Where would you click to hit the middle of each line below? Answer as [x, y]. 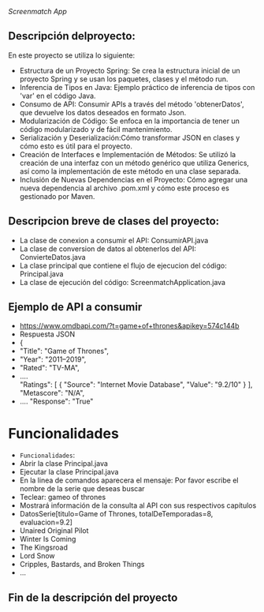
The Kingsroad [44, 547]
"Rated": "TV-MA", [50, 368]
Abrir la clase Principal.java [64, 464]
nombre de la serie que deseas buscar [82, 489]
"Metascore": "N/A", [52, 393]
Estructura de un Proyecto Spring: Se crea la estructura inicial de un [130, 70]
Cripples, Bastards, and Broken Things [82, 565]
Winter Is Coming [48, 539]
